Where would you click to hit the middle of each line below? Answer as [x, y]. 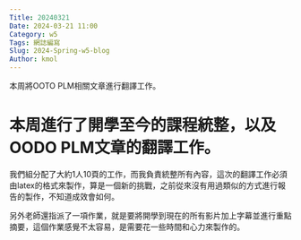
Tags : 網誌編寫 [35, 43]
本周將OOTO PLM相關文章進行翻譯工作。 [85, 86]
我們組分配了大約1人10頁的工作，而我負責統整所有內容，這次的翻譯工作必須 [149, 174]
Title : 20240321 [39, 17]
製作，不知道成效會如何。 [72, 196]
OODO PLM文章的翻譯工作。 [115, 148]
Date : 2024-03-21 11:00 [54, 26]
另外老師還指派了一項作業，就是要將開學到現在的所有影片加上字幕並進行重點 [150, 215]
